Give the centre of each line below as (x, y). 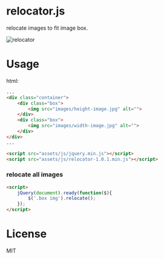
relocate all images (35, 175)
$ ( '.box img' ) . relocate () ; (62, 198)
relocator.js (36, 11)
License (27, 234)
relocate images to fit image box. (47, 28)
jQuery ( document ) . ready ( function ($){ (65, 193)
